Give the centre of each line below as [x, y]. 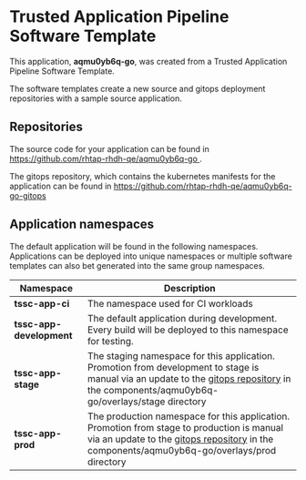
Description [189, 288]
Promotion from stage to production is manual [185, 427]
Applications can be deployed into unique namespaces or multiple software [151, 256]
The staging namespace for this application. [181, 355]
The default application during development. [182, 318]
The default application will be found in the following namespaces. [134, 246]
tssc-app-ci [42, 303]
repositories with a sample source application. [96, 98]
